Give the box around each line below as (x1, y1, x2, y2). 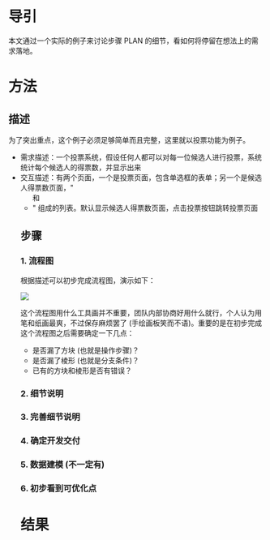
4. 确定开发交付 (19, 435, 81, 447)
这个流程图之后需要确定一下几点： (19, 328, 135, 337)
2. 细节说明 (19, 388, 64, 399)
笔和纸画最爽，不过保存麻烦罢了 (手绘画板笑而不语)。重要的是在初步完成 (19, 318, 262, 328)
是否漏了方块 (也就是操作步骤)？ (32, 345, 139, 355)
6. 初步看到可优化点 (19, 483, 97, 495)
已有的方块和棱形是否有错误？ (32, 366, 132, 375)
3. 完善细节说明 (19, 411, 81, 422)
